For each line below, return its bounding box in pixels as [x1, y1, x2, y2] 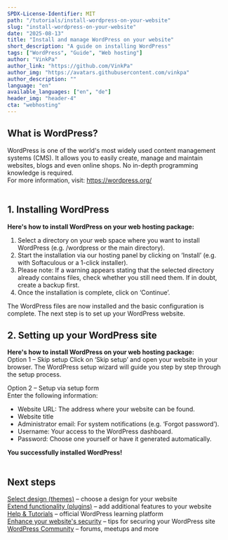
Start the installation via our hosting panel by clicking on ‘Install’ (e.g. [17, 250, 217, 259]
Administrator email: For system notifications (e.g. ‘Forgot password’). [17, 420, 220, 428]
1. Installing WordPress [7, 204, 110, 216]
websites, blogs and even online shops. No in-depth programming [7, 161, 199, 169]
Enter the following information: [7, 391, 98, 400]
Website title [17, 412, 54, 421]
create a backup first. [17, 281, 80, 289]
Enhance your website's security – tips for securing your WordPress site [7, 517, 216, 526]
